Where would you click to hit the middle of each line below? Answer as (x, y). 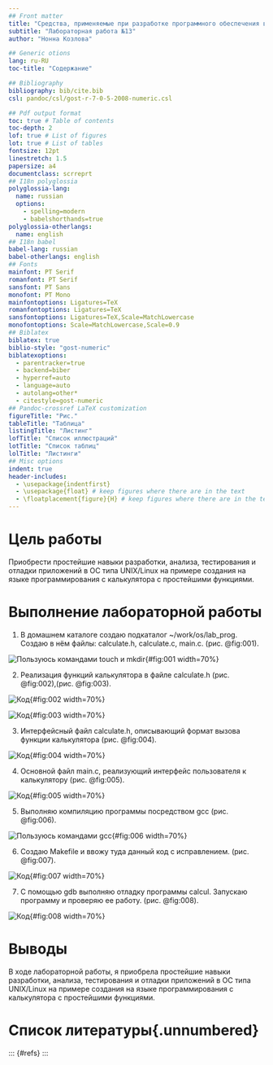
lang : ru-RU (28, 61)
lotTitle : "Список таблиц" (54, 446)
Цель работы (55, 539)
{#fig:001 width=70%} (182, 659)
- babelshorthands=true (63, 219)
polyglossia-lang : (39, 189)
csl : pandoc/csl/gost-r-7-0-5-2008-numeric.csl (91, 99)
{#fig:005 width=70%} (67, 795)
